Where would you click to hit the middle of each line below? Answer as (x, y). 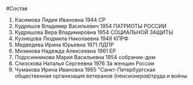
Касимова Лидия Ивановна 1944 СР (60, 20)
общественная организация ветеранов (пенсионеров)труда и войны (101, 76)
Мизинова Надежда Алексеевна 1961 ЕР (65, 51)
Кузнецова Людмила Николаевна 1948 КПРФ (71, 38)
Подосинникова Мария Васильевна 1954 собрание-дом (85, 57)
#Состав (17, 8)
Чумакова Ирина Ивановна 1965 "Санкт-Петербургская (85, 69)
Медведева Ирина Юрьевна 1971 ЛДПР (64, 45)
